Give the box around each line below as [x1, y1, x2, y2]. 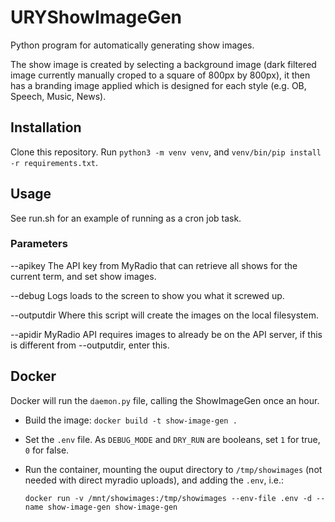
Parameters [10, 237, 68, 251]
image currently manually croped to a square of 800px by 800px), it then [10, 69, 311, 81]
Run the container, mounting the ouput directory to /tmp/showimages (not [24, 463, 323, 475]
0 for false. [24, 444, 70, 456]
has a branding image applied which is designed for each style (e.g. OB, [10, 79, 307, 91]
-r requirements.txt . [10, 156, 99, 168]
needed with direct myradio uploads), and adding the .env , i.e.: [24, 474, 285, 486]
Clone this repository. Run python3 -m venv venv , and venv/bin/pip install [10, 146, 322, 158]
